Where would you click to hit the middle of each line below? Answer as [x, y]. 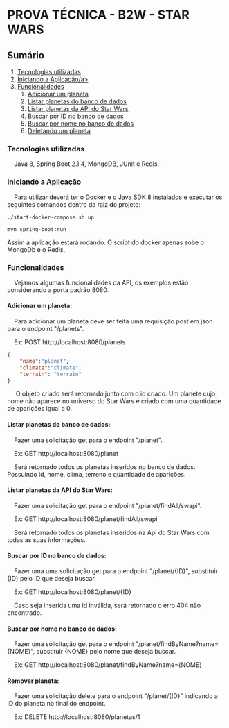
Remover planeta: [33, 681]
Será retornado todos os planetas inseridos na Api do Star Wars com [111, 532]
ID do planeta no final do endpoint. [56, 704]
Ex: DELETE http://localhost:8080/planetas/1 [77, 717]
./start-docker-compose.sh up [51, 217]
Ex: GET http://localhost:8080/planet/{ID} [73, 592]
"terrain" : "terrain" [51, 374]
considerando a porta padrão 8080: [58, 290]
